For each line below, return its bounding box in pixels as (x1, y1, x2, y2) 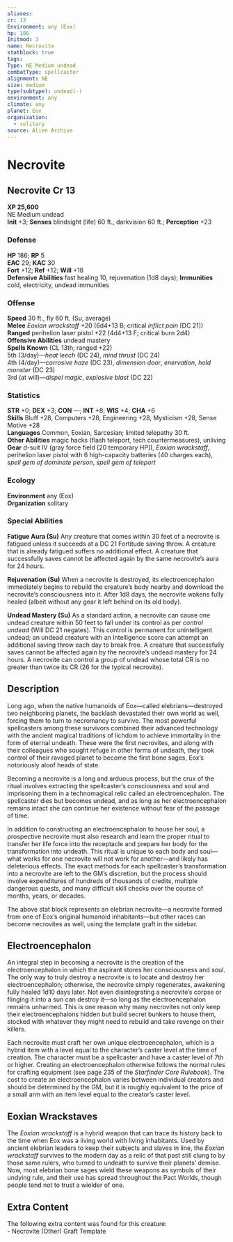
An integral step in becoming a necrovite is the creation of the (7, 958, 184, 967)
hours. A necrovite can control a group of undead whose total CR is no (7, 655, 209, 664)
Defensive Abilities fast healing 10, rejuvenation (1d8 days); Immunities (7, 273, 214, 282)
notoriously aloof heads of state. (7, 760, 101, 769)
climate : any (7, 101, 45, 108)
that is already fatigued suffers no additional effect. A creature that (7, 546, 198, 555)
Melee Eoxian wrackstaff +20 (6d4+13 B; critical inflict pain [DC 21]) (7, 321, 204, 330)
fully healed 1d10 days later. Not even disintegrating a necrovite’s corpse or (7, 988, 222, 997)
